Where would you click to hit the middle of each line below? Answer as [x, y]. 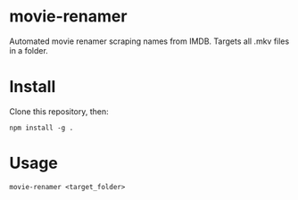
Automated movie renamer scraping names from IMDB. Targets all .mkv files [149, 41]
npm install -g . [41, 128]
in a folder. [29, 50]
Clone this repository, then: [59, 111]
